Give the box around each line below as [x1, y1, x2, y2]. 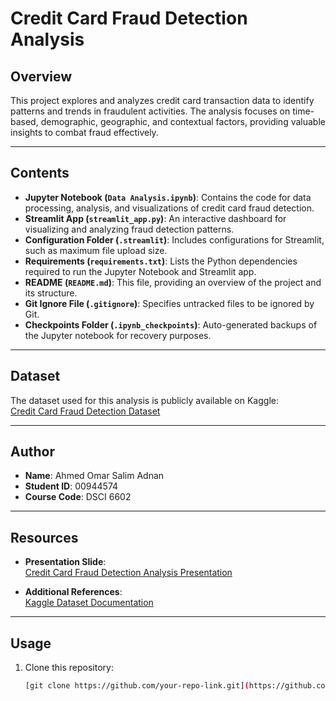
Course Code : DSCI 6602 [24, 491, 132, 503]
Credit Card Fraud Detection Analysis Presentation [24, 567, 233, 579]
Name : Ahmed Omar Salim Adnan [24, 470, 165, 482]
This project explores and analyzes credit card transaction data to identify [10, 95, 315, 106]
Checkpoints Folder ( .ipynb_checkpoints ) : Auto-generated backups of [24, 318, 318, 331]
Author [10, 443, 55, 461]
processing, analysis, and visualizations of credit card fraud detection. [24, 202, 315, 214]
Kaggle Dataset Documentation [24, 597, 154, 609]
